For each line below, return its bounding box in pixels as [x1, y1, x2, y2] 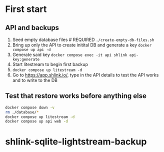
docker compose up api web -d [5, 119, 68, 124]
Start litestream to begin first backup [12, 61, 88, 67]
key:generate [12, 57, 40, 62]
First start [5, 3, 47, 15]
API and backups [5, 23, 59, 32]
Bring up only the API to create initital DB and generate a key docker [12, 42, 152, 48]
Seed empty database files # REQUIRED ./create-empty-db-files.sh [12, 36, 154, 42]
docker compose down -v [5, 105, 55, 110]
